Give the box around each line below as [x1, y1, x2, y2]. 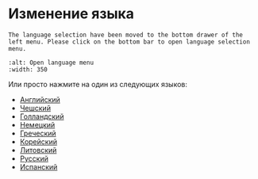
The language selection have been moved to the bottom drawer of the [8, 31, 244, 39]
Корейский [19, 136, 58, 147]
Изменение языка [8, 5, 135, 23]
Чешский [19, 103, 52, 112]
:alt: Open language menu [8, 59, 94, 67]
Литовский [19, 145, 57, 154]
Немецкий [19, 120, 56, 129]
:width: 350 [8, 65, 48, 74]
